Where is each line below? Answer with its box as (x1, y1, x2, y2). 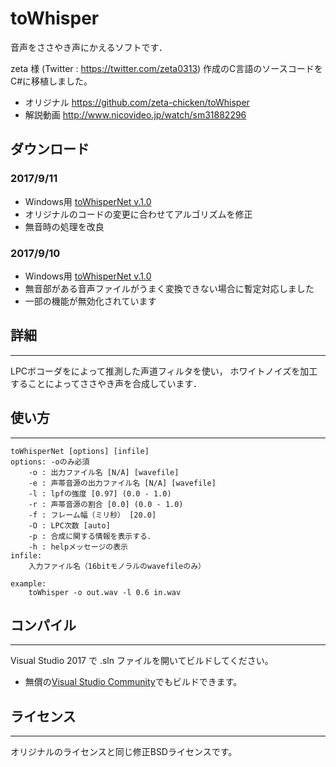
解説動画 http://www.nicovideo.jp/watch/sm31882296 (24, 108, 247, 121)
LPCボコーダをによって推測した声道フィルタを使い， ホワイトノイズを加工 (10, 365, 318, 377)
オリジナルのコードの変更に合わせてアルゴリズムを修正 (24, 208, 253, 220)
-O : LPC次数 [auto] (28, 520, 111, 531)
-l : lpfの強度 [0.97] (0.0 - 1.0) (28, 488, 172, 499)
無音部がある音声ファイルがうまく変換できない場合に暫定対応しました (24, 282, 315, 294)
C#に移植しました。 (10, 75, 93, 87)
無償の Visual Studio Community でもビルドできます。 (24, 676, 243, 688)
